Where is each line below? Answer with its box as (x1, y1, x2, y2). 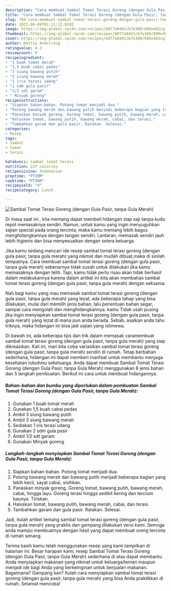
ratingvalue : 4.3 (5, 45, 42, 51)
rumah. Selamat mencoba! (5, 580, 61, 586)
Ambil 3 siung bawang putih (12, 411, 72, 417)
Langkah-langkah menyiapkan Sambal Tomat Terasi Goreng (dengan (5, 450, 156, 456)
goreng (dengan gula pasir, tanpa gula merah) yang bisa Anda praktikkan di (5, 575, 164, 581)
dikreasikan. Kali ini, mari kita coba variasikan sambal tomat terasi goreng (5, 343, 159, 349)
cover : (5, 36, 19, 41)
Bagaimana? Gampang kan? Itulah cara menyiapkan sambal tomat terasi (5, 570, 156, 576)
